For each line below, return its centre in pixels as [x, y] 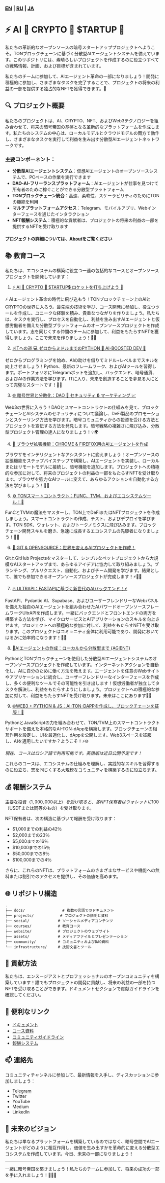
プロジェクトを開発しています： [37, 277]
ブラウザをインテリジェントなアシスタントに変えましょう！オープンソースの [82, 455]
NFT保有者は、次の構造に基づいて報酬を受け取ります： [61, 819]
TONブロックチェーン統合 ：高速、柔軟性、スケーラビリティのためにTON [86, 195]
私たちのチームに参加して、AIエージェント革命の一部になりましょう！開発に [82, 76]
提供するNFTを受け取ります [40, 226]
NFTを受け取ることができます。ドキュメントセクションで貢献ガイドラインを [82, 988]
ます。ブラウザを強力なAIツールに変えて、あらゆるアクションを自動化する [80, 479]
